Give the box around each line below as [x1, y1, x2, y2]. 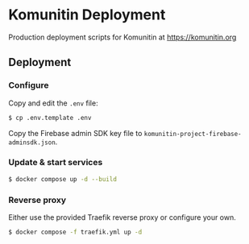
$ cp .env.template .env [8, 114, 92, 122]
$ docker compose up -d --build [8, 175, 117, 183]
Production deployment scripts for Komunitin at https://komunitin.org [8, 32, 237, 42]
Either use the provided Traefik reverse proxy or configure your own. [8, 212, 236, 222]
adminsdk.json [8, 139, 56, 147]
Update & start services [8, 157, 103, 168]
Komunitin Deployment [8, 6, 166, 24]
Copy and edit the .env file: [8, 98, 98, 108]
